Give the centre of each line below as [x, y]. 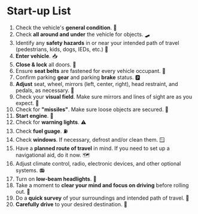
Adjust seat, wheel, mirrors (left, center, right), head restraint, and [97, 84]
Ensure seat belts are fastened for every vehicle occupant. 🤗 [91, 71]
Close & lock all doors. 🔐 [46, 65]
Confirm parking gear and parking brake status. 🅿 [78, 77]
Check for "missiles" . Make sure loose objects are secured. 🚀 [92, 109]
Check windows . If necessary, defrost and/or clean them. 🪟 [90, 139]
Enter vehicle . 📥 [36, 56]
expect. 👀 [27, 103]
